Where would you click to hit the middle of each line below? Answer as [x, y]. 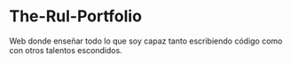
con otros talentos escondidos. [66, 50]
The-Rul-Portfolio [75, 16]
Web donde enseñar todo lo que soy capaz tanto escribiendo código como [146, 41]
